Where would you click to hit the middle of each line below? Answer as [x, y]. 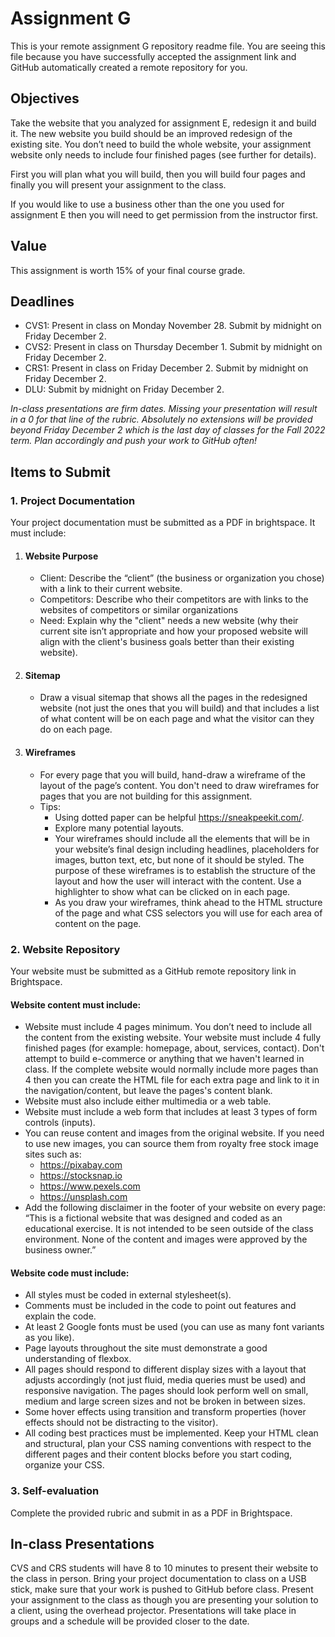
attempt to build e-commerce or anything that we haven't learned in [164, 1059]
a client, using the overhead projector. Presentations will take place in [153, 1611]
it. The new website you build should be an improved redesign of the [151, 133]
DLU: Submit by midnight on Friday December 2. [124, 389]
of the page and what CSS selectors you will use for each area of [188, 913]
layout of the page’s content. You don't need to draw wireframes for [179, 785]
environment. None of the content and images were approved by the [166, 1239]
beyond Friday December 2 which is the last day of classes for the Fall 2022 [168, 430]
